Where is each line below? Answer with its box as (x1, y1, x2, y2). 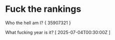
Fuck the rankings (5, 3, 81, 15)
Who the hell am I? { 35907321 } (5, 20, 71, 26)
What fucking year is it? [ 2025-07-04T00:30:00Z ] (5, 29, 111, 35)
